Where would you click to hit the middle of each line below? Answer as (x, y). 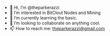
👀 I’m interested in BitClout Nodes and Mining (55, 13)
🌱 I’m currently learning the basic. (44, 18)
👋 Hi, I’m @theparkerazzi (35, 8)
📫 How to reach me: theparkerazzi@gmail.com (57, 28)
